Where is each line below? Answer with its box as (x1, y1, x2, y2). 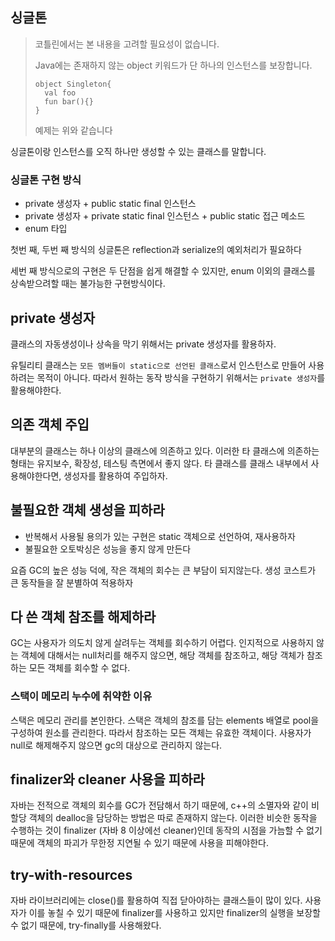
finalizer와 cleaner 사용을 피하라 (10, 771, 205, 788)
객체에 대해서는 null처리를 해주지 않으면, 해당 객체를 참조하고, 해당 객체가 (20, 649, 305, 662)
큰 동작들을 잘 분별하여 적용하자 (10, 576, 134, 588)
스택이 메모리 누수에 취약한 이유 (10, 689, 153, 703)
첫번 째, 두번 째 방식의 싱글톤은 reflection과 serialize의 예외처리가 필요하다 (10, 244, 302, 256)
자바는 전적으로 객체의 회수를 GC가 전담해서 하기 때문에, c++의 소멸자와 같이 (10, 799, 310, 812)
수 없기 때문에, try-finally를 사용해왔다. (10, 919, 162, 932)
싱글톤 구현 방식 (10, 173, 82, 187)
